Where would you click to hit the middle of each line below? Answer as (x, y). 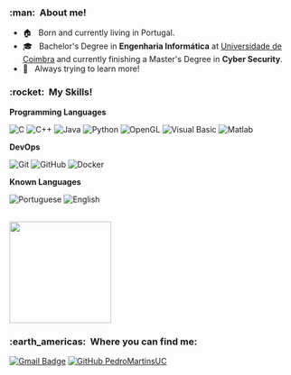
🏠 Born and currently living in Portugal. (99, 32)
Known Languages (45, 181)
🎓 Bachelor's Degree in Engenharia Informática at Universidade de (152, 46)
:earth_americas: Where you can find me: (103, 342)
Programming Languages (58, 112)
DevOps (25, 147)
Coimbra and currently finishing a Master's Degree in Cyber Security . (152, 59)
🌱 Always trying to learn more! (81, 69)
